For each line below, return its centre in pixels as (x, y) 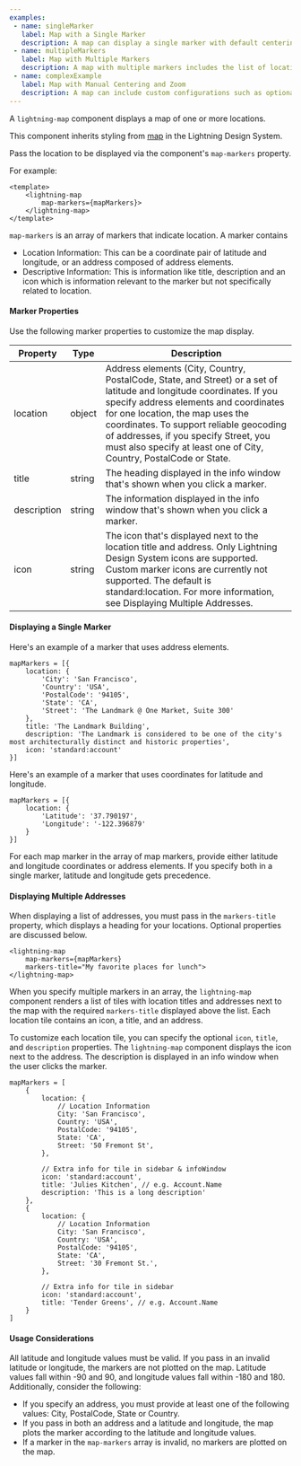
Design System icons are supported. (181, 557)
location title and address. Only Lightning (191, 547)
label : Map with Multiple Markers (86, 59)
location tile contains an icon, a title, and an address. (106, 1021)
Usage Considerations (52, 1338)
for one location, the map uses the (177, 413)
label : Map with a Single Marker (83, 34)
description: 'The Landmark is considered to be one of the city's (154, 734)
